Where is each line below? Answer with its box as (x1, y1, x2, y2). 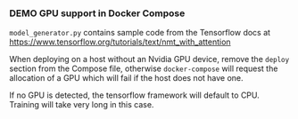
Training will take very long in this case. (9, 99, 154, 110)
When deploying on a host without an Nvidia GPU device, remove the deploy (9, 54, 290, 65)
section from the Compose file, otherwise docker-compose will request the (9, 63, 278, 74)
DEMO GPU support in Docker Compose (9, 7, 186, 20)
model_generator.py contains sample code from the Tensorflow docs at (9, 28, 270, 38)
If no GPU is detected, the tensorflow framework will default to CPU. (9, 90, 261, 100)
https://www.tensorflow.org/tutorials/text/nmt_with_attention (9, 36, 231, 47)
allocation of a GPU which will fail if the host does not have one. (9, 73, 244, 83)
